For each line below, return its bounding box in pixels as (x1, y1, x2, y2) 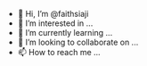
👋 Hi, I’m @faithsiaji (17, 9, 89, 19)
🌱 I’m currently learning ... (17, 28, 113, 37)
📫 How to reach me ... (17, 47, 101, 57)
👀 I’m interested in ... (17, 18, 94, 29)
